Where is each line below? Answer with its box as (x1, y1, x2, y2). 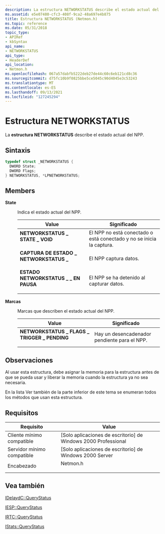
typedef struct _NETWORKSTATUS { (5, 159, 74, 164)
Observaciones (5, 356, 53, 364)
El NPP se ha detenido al (89, 274, 146, 281)
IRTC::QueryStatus (5, 514, 43, 520)
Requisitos (5, 409, 38, 417)
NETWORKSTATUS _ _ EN (20, 275, 81, 282)
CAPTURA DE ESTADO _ (20, 249, 77, 256)
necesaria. (5, 380, 27, 386)
